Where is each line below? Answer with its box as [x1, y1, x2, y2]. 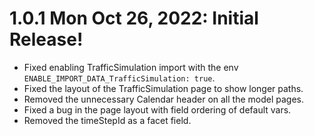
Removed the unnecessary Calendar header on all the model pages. [23, 93, 304, 105]
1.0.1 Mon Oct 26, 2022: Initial [9, 7, 259, 30]
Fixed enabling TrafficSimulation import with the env [23, 61, 239, 73]
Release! [9, 28, 84, 51]
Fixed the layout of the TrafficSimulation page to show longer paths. [23, 82, 304, 94]
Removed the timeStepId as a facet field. [23, 114, 192, 126]
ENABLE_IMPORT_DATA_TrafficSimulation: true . [23, 72, 216, 84]
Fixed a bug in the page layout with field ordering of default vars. [23, 103, 292, 116]
